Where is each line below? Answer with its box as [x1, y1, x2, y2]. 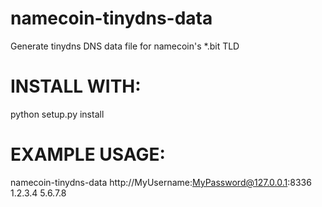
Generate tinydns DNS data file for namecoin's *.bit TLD [10, 40, 240, 52]
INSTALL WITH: [10, 75, 142, 98]
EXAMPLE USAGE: [10, 143, 166, 166]
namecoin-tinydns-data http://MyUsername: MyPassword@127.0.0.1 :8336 [10, 176, 312, 188]
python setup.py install [10, 108, 105, 120]
